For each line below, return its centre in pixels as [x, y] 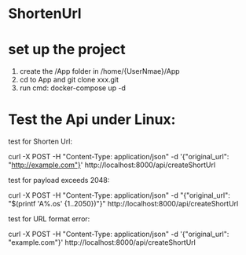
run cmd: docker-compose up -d [72, 88]
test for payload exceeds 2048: [59, 180]
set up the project [67, 50]
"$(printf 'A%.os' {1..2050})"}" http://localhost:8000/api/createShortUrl [123, 204]
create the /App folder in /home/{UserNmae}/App [99, 71]
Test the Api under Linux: [92, 120]
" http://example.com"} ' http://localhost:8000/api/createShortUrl [112, 165]
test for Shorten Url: [40, 141]
